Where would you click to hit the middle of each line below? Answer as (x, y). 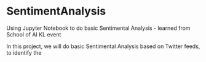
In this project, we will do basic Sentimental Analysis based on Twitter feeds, (103, 46)
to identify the (24, 52)
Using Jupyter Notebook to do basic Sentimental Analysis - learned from (98, 28)
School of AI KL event (34, 34)
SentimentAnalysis (56, 11)
